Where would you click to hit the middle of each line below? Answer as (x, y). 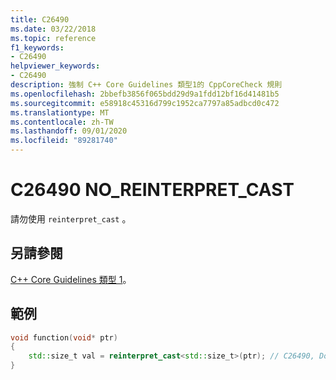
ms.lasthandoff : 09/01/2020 (69, 131)
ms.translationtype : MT (60, 112)
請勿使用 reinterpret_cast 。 (71, 218)
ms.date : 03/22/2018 (53, 29)
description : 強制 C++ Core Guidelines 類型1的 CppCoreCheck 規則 (146, 85)
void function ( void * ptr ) (64, 337)
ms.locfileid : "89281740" (64, 141)
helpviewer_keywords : (55, 66)
